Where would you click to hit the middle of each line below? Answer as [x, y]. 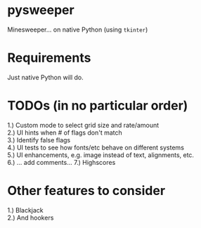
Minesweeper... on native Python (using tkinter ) [78, 29]
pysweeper [41, 10]
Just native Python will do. [46, 77]
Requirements [49, 58]
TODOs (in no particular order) [98, 106]
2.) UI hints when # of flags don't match [65, 133]
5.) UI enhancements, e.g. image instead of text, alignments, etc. [101, 155]
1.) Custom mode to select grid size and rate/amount [83, 125]
